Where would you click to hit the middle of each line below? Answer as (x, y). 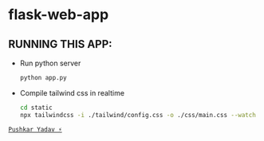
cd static (36, 108)
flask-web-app (59, 15)
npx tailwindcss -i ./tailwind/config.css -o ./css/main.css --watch (138, 115)
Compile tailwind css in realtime (72, 92)
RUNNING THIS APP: (61, 44)
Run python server (50, 63)
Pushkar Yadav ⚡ (35, 129)
